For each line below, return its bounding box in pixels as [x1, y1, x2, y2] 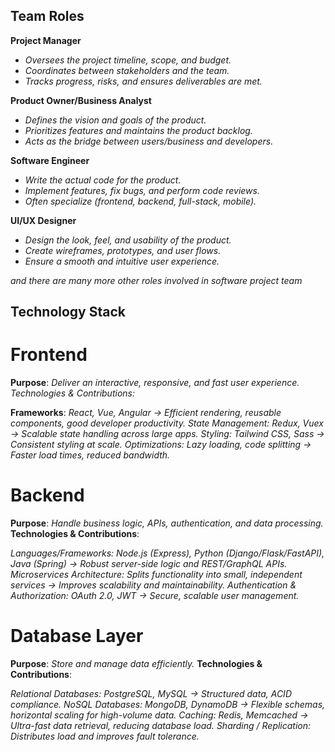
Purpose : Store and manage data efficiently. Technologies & [10, 658, 263, 670]
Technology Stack [10, 304, 126, 321]
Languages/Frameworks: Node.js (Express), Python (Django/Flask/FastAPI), [10, 547, 325, 559]
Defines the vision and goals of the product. [24, 114, 207, 126]
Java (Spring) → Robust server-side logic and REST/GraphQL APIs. [10, 558, 288, 570]
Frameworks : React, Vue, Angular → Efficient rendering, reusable [10, 407, 282, 419]
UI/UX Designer [10, 214, 77, 226]
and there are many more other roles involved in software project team [10, 274, 303, 286]
